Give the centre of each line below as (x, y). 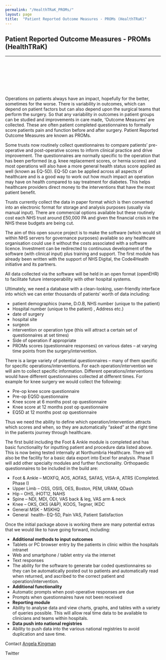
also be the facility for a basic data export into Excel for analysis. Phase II (80, 458)
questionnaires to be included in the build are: (52, 468)
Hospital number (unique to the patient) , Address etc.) (68, 309)
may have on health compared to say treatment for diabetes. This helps (78, 182)
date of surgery (28, 314)
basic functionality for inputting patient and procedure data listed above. (79, 447)
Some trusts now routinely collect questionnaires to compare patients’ (76, 145)
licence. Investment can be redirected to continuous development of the (79, 249)
